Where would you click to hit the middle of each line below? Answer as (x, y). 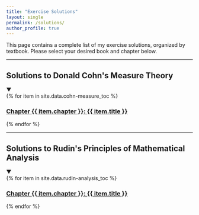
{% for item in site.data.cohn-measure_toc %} (62, 96)
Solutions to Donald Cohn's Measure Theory (90, 76)
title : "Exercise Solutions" (42, 12)
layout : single (25, 17)
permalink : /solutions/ (36, 23)
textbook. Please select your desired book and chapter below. (81, 52)
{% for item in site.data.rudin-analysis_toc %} (62, 178)
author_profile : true (33, 28)
